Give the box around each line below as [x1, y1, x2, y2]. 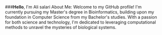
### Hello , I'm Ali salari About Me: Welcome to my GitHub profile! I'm [5, 4, 142, 10]
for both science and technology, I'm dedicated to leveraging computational [5, 19, 156, 25]
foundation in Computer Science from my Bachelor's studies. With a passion [5, 14, 157, 20]
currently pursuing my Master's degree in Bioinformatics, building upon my [5, 9, 154, 15]
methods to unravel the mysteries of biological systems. [5, 24, 117, 30]
